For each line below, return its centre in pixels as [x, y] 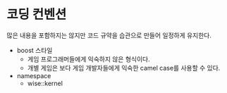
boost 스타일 [35, 50]
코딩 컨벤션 [37, 14]
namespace [34, 75]
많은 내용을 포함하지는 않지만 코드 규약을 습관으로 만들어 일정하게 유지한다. [109, 35]
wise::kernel [45, 83]
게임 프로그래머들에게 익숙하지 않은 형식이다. [88, 59]
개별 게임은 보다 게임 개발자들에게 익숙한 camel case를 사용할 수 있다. [124, 68]
